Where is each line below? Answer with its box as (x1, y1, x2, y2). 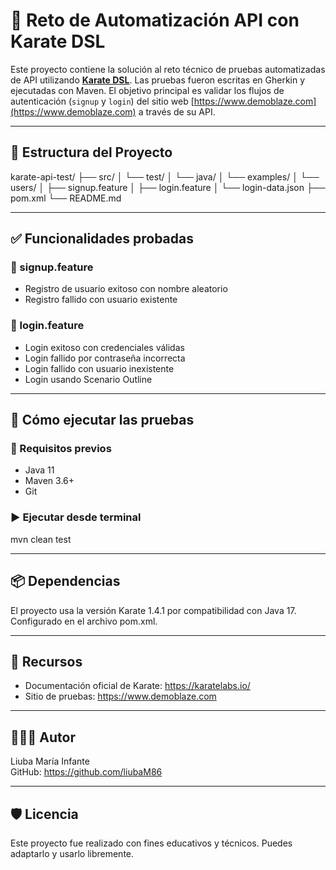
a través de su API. (138, 105, 216, 118)
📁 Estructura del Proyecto (10, 144, 173, 161)
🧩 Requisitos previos (10, 442, 112, 456)
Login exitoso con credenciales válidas (24, 341, 185, 353)
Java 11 (24, 464, 55, 476)
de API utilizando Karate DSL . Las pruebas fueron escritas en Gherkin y (10, 74, 306, 86)
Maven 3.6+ (24, 475, 75, 487)
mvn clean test (10, 533, 72, 545)
